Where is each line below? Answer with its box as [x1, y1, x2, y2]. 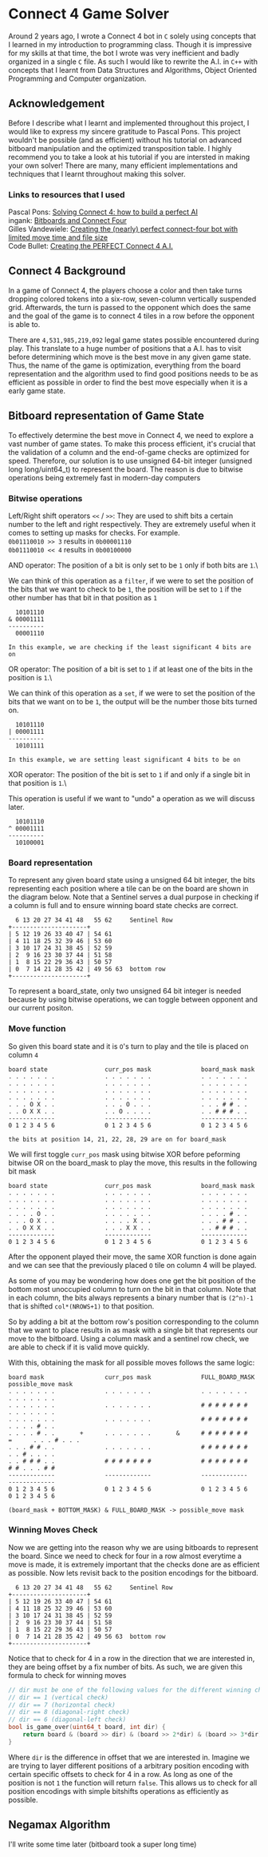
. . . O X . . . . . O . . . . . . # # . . [8, 1100, 248, 1108]
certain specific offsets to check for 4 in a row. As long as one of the [8, 1769, 234, 1779]
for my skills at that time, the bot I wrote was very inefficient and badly [8, 48, 239, 58]
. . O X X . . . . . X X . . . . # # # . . [8, 1224, 248, 1232]
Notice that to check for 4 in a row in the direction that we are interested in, [8, 1653, 255, 1663]
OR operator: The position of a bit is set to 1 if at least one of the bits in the [8, 664, 254, 674]
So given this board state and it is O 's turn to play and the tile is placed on [8, 1041, 249, 1051]
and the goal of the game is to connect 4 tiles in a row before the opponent [8, 311, 255, 321]
